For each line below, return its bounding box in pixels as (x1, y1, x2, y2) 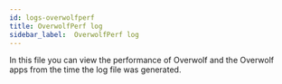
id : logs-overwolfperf (9, 13, 95, 23)
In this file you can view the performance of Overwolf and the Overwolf (9, 55, 275, 66)
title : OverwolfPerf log (9, 22, 103, 31)
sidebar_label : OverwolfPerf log (9, 30, 140, 39)
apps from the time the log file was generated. (9, 64, 182, 75)
